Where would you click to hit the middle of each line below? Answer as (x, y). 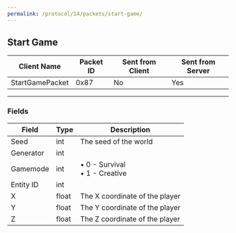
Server (198, 71)
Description (130, 130)
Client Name (40, 66)
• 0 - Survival (103, 164)
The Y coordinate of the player (130, 207)
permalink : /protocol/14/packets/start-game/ (75, 14)
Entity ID (25, 184)
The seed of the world (116, 141)
